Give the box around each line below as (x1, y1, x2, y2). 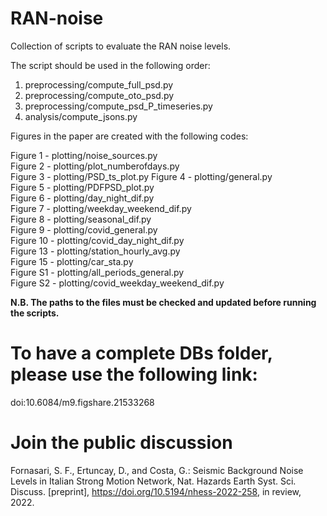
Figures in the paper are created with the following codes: (10, 130, 249, 142)
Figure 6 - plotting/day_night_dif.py (10, 192, 155, 204)
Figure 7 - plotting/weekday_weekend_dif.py (10, 202, 192, 214)
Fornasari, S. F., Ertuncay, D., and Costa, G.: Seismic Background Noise (10, 464, 304, 476)
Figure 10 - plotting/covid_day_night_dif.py (10, 234, 185, 246)
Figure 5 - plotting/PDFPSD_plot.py (10, 181, 155, 193)
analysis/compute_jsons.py (24, 110, 138, 122)
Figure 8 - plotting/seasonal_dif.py (10, 213, 152, 225)
